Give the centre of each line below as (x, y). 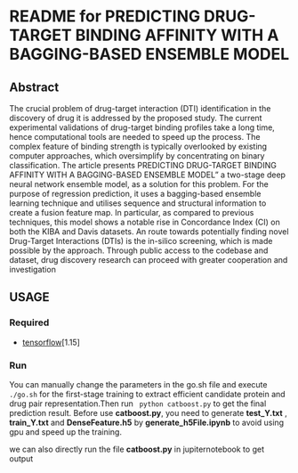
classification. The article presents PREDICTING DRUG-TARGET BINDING (143, 165)
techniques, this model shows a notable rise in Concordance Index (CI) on (145, 222)
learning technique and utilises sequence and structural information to (138, 203)
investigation (32, 269)
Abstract (34, 87)
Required (29, 322)
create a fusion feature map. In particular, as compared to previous (132, 212)
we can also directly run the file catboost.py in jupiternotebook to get (137, 449)
